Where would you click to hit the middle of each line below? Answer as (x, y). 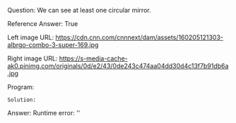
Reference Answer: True (43, 24)
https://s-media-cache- (94, 58)
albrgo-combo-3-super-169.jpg (53, 45)
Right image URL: (33, 58)
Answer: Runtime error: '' (44, 113)
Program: (21, 87)
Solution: (22, 100)
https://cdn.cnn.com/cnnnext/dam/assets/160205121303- (140, 37)
